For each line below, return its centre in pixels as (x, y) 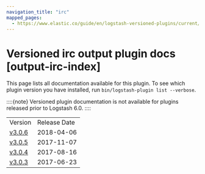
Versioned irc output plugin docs (91, 53)
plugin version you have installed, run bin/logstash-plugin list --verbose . (101, 90)
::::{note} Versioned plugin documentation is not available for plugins (92, 102)
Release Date (56, 123)
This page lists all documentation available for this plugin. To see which (96, 84)
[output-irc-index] (53, 66)
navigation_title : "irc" (38, 12)
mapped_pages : (24, 18)
